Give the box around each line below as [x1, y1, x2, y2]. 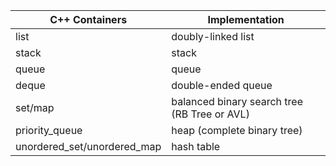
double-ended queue [171, 79, 273, 92]
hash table [171, 140, 221, 153]
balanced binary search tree [171, 95, 303, 108]
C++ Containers [49, 13, 128, 26]
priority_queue [15, 124, 83, 137]
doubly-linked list [171, 30, 255, 43]
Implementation [207, 13, 285, 26]
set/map [15, 101, 55, 114]
